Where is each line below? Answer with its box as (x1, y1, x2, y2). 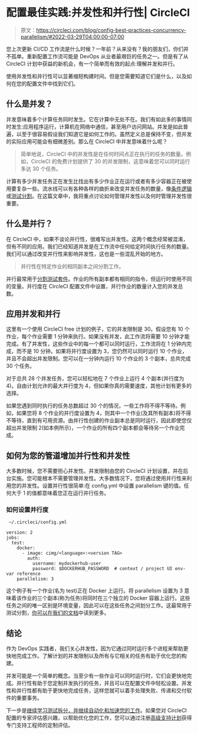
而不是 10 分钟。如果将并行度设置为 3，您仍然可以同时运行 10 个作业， (16, 348, 187, 355)
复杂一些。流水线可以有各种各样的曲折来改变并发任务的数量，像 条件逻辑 (16, 185, 192, 192)
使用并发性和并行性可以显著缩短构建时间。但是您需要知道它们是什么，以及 (6, 73, 187, 80)
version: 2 (6, 529, 33, 536)
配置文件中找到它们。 (26, 80, 78, 87)
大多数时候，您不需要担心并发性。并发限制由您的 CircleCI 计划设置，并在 (6, 468, 184, 475)
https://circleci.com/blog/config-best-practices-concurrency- (36, 27, 187, 34)
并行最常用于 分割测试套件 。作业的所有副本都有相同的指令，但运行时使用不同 (6, 275, 192, 282)
